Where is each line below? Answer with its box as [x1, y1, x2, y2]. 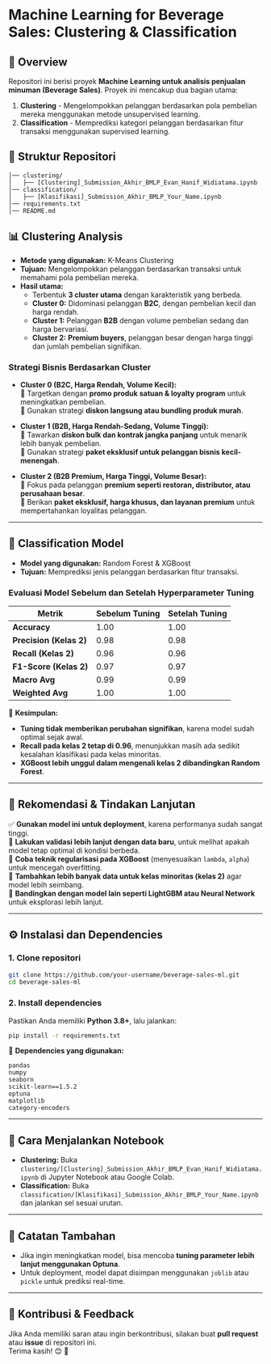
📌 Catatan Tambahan [8, 1229, 116, 1243]
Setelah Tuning [168, 608, 227, 620]
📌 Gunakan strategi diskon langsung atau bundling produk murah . [19, 405, 244, 415]
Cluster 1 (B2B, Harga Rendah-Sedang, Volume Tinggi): [19, 421, 209, 430]
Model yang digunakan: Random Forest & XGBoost [19, 558, 191, 568]
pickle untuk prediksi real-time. [19, 1277, 126, 1286]
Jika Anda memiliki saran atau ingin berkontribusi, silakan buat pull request [8, 1328, 259, 1338]
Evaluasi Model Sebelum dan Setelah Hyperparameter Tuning [8, 587, 254, 598]
